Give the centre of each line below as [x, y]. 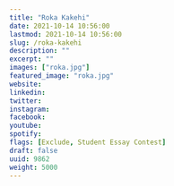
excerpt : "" [31, 59]
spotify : [26, 134]
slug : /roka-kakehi [46, 42]
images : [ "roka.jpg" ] [50, 68]
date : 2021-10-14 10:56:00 [60, 26]
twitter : [26, 101]
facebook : [28, 117]
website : [26, 84]
